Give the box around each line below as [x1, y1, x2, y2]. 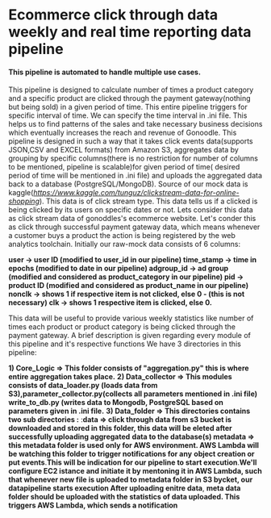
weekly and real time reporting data [8, 23, 252, 41]
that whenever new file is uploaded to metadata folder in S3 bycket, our [8, 474, 253, 485]
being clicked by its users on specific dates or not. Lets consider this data [8, 205, 253, 215]
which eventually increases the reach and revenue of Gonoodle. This [8, 127, 237, 138]
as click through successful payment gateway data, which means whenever [8, 222, 261, 232]
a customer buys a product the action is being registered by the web [8, 231, 236, 240]
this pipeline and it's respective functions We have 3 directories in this [8, 339, 242, 349]
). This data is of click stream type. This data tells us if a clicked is [39, 196, 258, 207]
